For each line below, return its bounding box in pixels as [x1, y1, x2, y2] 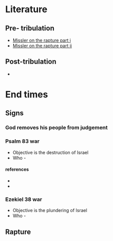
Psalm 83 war [5, 138, 40, 145]
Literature [5, 4, 48, 15]
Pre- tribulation [5, 24, 55, 33]
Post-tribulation [5, 57, 57, 66]
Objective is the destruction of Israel [12, 149, 89, 156]
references [5, 166, 29, 172]
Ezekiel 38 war [5, 196, 42, 203]
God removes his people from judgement [5, 124, 108, 131]
